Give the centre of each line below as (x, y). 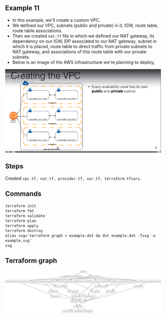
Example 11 (22, 8)
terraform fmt (20, 211)
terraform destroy (24, 231)
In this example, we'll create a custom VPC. (56, 20)
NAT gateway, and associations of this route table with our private (79, 52)
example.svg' (19, 240)
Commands (23, 194)
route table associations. (37, 30)
